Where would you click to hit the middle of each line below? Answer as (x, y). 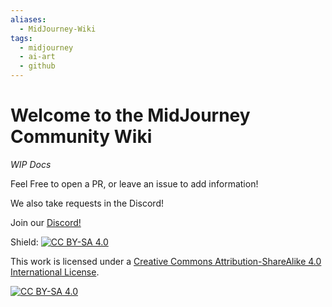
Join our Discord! (46, 222)
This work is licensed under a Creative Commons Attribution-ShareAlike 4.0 (166, 261)
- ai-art (37, 57)
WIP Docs (31, 164)
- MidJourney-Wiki (58, 29)
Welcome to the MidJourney (130, 115)
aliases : (28, 19)
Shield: (24, 242)
